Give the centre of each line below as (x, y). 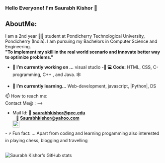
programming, (27, 75)
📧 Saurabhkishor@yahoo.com (47, 118)
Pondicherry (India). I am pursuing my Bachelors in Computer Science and (81, 41)
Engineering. (18, 46)
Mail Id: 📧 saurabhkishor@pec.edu (49, 113)
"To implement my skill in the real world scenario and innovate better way (83, 52)
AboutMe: (21, 24)
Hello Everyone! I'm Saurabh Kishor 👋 (51, 8)
